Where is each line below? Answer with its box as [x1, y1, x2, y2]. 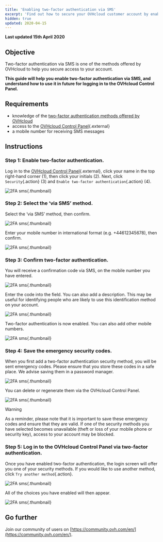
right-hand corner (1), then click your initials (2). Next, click [5, 173, 123, 179]
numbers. [5, 326, 24, 332]
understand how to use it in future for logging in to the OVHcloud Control [5, 81, 154, 87]
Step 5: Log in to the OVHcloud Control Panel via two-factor [5, 443, 148, 450]
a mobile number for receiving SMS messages [12, 128, 105, 134]
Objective [5, 48, 35, 56]
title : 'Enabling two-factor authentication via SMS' [5, 7, 116, 12]
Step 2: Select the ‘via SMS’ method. [5, 200, 93, 207]
